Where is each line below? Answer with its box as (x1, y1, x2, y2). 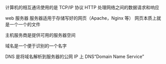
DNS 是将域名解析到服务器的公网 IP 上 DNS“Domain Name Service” (5, 53, 144, 59)
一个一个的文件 (9, 22, 41, 27)
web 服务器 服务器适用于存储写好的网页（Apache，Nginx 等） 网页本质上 (5, 15, 157, 21)
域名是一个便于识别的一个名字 (5, 43, 67, 49)
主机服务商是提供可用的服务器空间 (5, 32, 76, 38)
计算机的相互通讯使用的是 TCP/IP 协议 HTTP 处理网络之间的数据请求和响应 (5, 5, 159, 10)
